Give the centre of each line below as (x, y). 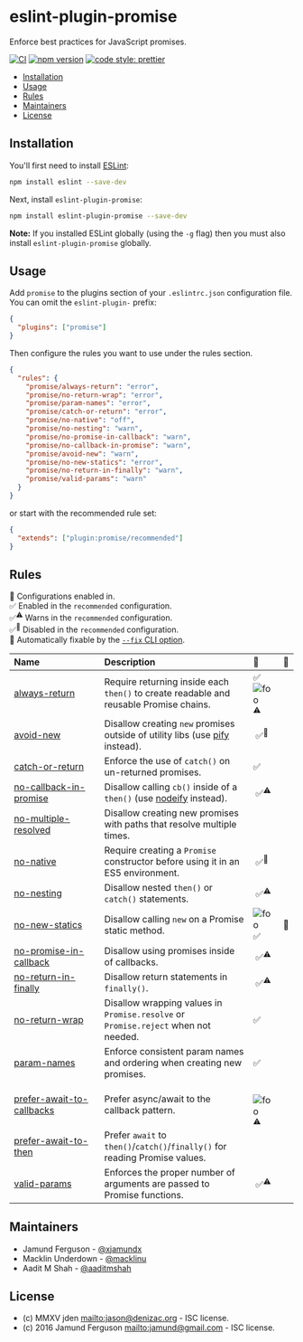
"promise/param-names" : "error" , (88, 403)
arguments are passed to (157, 1184)
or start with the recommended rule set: (83, 513)
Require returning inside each (167, 682)
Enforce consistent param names (174, 1051)
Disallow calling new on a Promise (174, 919)
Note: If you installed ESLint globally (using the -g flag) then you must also (147, 233)
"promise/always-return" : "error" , (92, 386)
